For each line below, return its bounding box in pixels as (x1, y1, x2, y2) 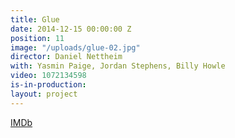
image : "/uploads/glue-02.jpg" (10, 42, 141, 53)
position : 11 (10, 33, 65, 43)
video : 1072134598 (10, 71, 87, 81)
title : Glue (10, 14, 60, 25)
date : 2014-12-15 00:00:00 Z (10, 24, 132, 34)
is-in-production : (10, 80, 87, 90)
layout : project (10, 89, 78, 99)
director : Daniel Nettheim (10, 52, 123, 62)
